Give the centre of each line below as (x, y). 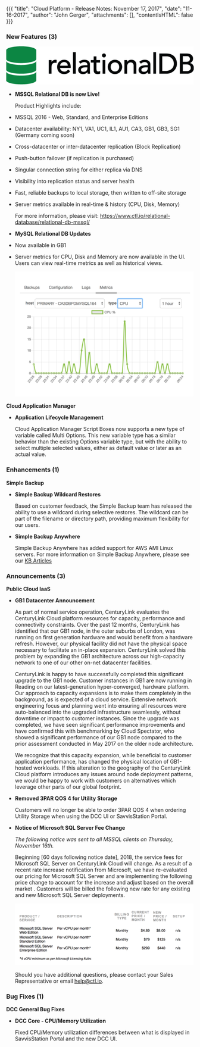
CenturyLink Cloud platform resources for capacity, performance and (100, 618)
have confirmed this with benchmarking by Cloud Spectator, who (94, 731)
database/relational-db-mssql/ (52, 222)
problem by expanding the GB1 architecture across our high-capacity (99, 657)
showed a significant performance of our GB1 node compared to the (98, 737)
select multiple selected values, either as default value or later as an (98, 448)
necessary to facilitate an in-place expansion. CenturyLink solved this (100, 650)
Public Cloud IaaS (28, 589)
